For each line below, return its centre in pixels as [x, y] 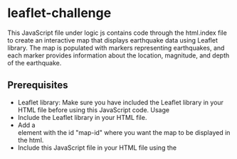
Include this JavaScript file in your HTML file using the [97, 148]
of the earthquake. [35, 62]
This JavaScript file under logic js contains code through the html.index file [117, 33]
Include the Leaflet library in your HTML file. [82, 117]
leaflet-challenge [59, 13]
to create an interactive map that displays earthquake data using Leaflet [113, 40]
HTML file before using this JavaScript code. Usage [93, 110]
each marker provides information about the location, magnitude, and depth [118, 55]
